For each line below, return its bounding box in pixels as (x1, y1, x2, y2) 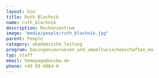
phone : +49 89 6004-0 (6, 63, 59, 69)
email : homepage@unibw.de (6, 57, 69, 63)
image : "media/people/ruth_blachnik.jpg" (6, 30, 109, 36)
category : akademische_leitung (6, 42, 83, 48)
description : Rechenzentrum (6, 25, 75, 31)
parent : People (6, 36, 43, 42)
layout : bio (6, 8, 35, 15)
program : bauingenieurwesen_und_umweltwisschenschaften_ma (6, 47, 154, 53)
